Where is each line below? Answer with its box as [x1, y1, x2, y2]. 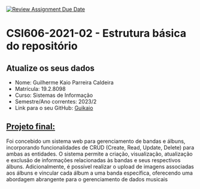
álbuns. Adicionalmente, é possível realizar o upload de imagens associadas [6, 163, 195, 170]
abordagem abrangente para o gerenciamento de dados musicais [6, 175, 168, 182]
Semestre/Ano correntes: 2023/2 [14, 98, 97, 105]
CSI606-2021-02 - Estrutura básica [6, 27, 187, 40]
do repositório [6, 39, 78, 53]
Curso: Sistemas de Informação [14, 92, 93, 99]
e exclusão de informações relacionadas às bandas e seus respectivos [6, 156, 181, 164]
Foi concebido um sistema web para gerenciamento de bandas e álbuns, [6, 138, 186, 145]
